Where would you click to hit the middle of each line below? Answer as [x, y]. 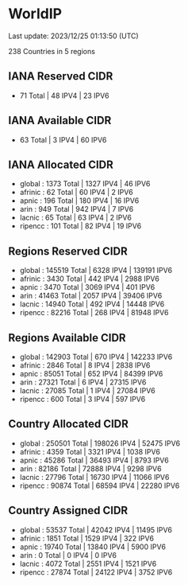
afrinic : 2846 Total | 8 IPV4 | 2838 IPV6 [85, 365]
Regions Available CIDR [67, 338]
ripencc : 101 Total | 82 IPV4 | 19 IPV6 [81, 226]
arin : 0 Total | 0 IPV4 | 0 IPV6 [68, 555]
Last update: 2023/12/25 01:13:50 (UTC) [73, 36]
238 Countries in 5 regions [52, 51]
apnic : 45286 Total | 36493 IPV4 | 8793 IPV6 [94, 460]
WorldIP [35, 14]
